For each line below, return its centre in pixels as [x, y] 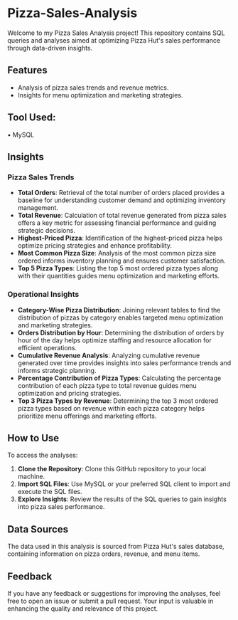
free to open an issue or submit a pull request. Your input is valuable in [110, 601]
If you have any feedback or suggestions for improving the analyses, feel [114, 593]
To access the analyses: [43, 455]
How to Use [33, 438]
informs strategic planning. [57, 370]
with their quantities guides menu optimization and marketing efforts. [119, 276]
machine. [31, 477]
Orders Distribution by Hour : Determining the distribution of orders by [121, 332]
